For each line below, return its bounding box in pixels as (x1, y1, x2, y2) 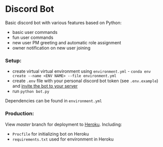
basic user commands (12, 29, 58, 35)
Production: (5, 110, 35, 117)
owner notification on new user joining (12, 45, 90, 51)
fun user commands (12, 34, 53, 40)
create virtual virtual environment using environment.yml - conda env (12, 68, 151, 74)
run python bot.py (12, 88, 49, 94)
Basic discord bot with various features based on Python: (5, 20, 122, 26)
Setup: (5, 57, 22, 64)
